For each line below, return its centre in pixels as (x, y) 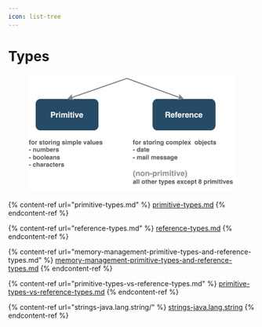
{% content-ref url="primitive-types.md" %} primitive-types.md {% (117, 205)
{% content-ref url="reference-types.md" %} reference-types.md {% (120, 228)
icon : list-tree (35, 16)
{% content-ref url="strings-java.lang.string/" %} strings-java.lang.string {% (131, 307)
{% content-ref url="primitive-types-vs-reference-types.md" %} (113, 284)
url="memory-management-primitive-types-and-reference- (155, 252)
